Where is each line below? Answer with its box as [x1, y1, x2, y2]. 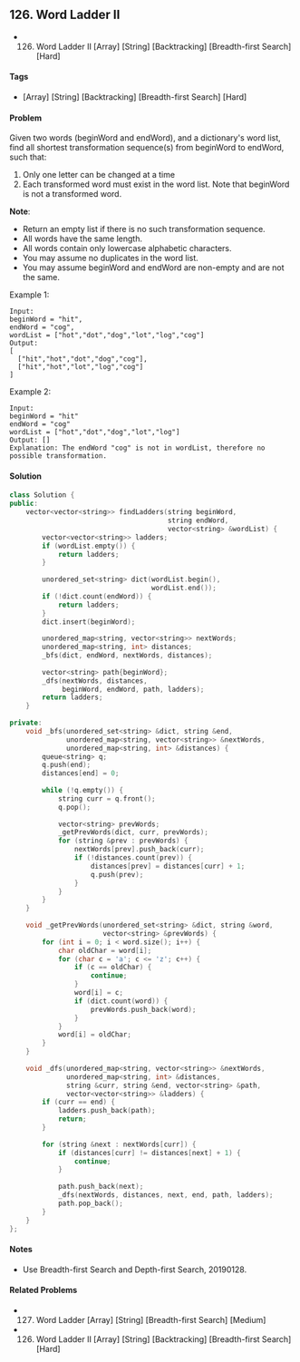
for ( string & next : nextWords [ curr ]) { [42, 1140, 197, 1149]
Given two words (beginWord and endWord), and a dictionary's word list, [9, 132, 281, 143]
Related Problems [9, 1285, 78, 1296]
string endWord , [167, 516, 229, 525]
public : [9, 499, 39, 509]
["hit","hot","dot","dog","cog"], [17, 355, 148, 364]
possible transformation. [9, 452, 107, 461]
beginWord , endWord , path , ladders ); [62, 685, 205, 694]
